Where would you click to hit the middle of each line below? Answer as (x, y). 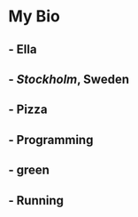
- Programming (51, 140)
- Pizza (28, 110)
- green (29, 170)
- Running (36, 201)
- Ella (23, 49)
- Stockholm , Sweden (69, 79)
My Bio (34, 16)
